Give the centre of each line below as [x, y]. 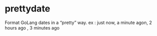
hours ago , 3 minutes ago [32, 27]
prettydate [27, 9]
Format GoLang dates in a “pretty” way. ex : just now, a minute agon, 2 [78, 22]
